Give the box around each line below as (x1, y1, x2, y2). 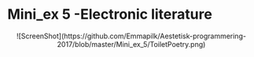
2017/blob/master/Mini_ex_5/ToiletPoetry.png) (57, 39, 206, 48)
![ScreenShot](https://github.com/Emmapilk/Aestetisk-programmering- (16, 31, 247, 41)
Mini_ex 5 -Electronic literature (7, 5, 213, 23)
